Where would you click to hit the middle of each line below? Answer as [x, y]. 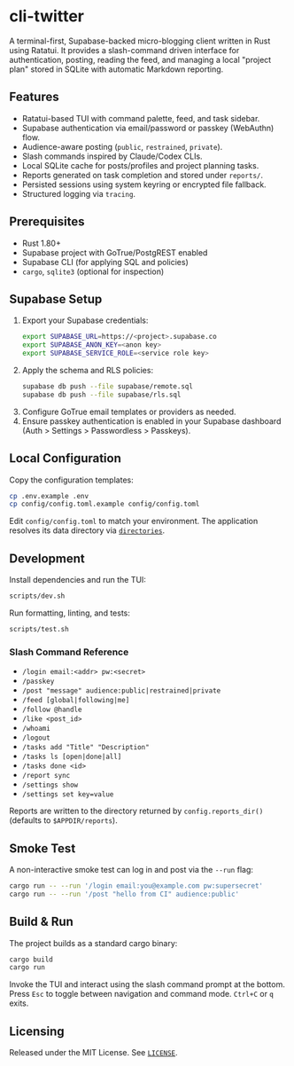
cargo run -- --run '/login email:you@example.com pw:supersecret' [136, 886]
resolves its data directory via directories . [87, 530]
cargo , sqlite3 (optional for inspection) [93, 271]
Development [47, 558]
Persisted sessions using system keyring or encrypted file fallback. [144, 184]
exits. [19, 1003]
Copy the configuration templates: [72, 480]
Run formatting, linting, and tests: [70, 613]
